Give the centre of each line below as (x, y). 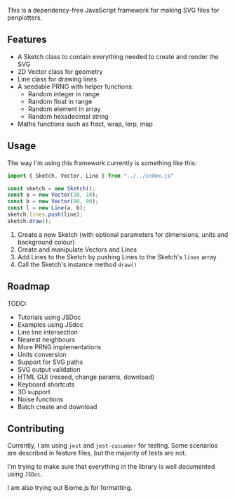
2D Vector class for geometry (60, 71)
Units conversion (42, 354)
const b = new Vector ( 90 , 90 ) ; (53, 202)
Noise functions (40, 399)
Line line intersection (48, 332)
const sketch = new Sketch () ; (52, 188)
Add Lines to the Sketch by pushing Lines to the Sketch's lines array (117, 257)
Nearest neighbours (46, 339)
